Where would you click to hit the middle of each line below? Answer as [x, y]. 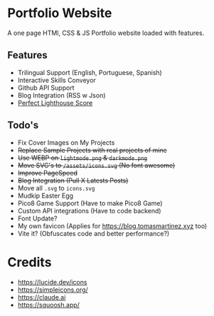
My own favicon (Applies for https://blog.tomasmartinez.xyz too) [112, 225]
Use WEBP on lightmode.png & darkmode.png [82, 158]
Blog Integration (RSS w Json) [61, 95]
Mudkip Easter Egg [45, 195]
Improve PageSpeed [48, 173]
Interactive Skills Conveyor [57, 80]
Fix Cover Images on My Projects [66, 142]
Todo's [23, 125]
